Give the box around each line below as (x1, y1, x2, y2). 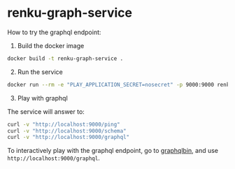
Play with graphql (17, 94, 68, 102)
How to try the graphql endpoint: (7, 28, 101, 36)
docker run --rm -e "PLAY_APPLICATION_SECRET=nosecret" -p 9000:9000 (7, 81, 215, 88)
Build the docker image (17, 41, 85, 50)
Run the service (17, 68, 63, 76)
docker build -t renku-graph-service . (7, 54, 124, 62)
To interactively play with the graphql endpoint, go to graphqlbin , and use (7, 147, 219, 155)
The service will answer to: (7, 107, 85, 116)
